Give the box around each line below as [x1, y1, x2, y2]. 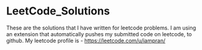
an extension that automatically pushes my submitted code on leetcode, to [6, 30, 192, 37]
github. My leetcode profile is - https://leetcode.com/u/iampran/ [6, 37, 166, 44]
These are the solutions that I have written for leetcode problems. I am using [6, 24, 197, 31]
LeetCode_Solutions [6, 4, 110, 18]
